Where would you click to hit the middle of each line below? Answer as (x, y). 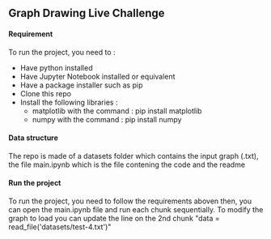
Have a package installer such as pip (81, 85)
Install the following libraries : (69, 102)
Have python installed (56, 67)
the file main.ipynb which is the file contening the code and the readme (127, 164)
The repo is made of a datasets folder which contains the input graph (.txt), (133, 156)
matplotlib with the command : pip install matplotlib (117, 111)
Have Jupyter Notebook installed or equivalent (97, 76)
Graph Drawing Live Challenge (87, 13)
